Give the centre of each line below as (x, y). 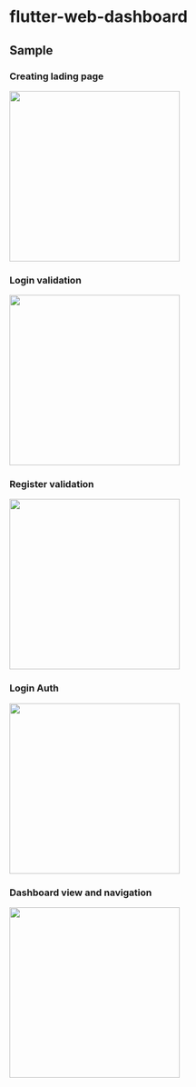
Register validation (52, 484)
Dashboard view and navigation (81, 893)
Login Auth (34, 688)
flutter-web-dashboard (98, 17)
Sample (31, 50)
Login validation (45, 280)
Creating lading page (57, 76)
